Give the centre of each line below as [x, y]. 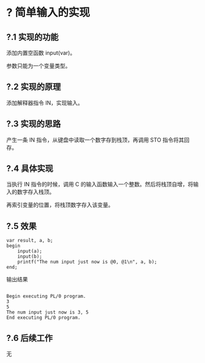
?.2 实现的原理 [34, 87]
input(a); [30, 251]
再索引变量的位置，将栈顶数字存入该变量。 [60, 205]
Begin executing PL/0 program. [46, 296]
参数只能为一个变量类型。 [39, 66]
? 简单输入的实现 [48, 13]
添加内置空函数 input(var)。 [41, 53]
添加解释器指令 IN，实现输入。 [45, 103]
